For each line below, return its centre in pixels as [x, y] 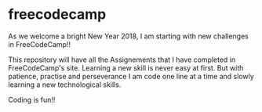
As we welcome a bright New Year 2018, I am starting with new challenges [129, 36]
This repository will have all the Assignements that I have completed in [122, 60]
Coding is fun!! [32, 99]
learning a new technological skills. [65, 85]
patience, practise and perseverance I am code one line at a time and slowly [131, 76]
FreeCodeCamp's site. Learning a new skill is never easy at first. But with [126, 67]
